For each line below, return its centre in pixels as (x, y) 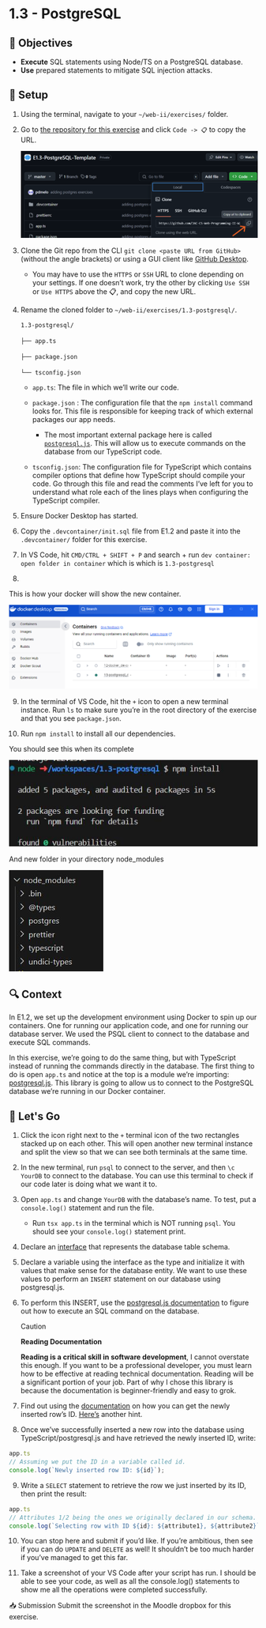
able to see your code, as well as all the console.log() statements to (130, 1581)
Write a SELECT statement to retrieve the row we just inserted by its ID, (133, 1485)
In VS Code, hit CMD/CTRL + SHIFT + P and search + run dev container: (135, 555)
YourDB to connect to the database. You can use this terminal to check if (137, 1176)
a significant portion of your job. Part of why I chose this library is (127, 1382)
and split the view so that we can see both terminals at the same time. (134, 1152)
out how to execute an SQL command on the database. (110, 1311)
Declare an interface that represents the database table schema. (125, 1247)
